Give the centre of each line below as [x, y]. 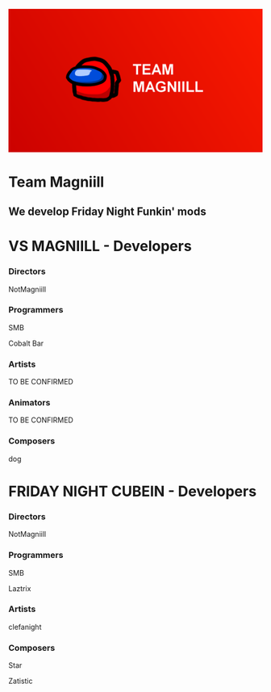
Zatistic [21, 681]
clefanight [25, 627]
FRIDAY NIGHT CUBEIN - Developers [132, 491]
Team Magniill [56, 182]
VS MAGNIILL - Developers [100, 246]
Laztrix [20, 588]
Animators [29, 403]
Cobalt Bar [26, 343]
